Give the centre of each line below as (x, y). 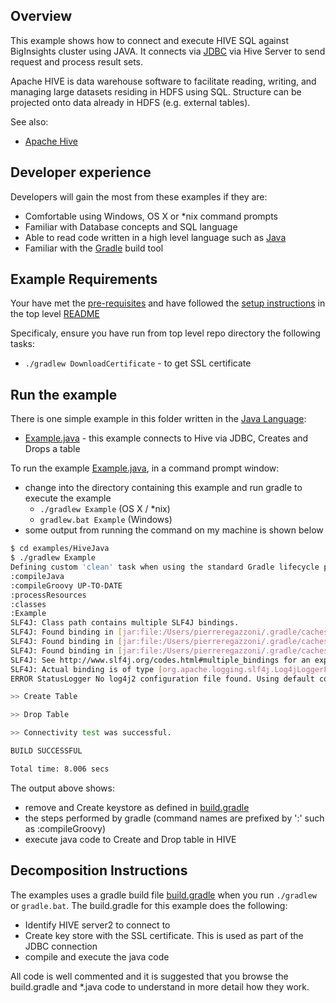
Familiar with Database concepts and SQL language (131, 226)
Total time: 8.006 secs (60, 769)
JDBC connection (61, 946)
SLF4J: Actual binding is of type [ (86, 669)
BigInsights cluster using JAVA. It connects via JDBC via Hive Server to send (168, 51)
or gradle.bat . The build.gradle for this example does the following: (149, 905)
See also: (29, 121)
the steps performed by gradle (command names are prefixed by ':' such (174, 818)
